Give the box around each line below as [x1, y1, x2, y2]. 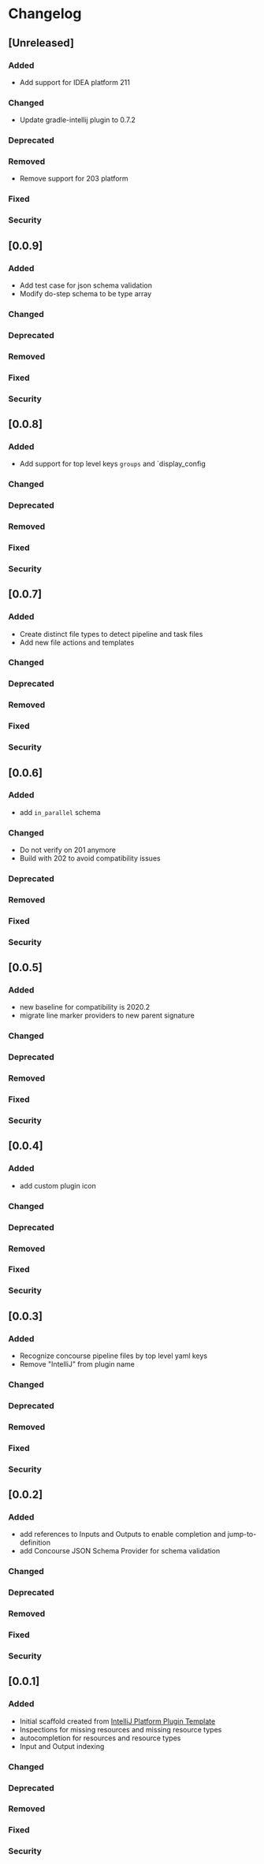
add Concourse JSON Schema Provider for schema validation [19, 1546, 221, 1556]
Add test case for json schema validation [19, 281, 152, 290]
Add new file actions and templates [19, 638, 135, 647]
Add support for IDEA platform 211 [19, 77, 130, 87]
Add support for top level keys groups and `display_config [19, 459, 206, 469]
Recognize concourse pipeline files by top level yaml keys [19, 1351, 208, 1360]
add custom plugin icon [19, 1181, 96, 1190]
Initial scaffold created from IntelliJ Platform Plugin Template [19, 1716, 216, 1726]
